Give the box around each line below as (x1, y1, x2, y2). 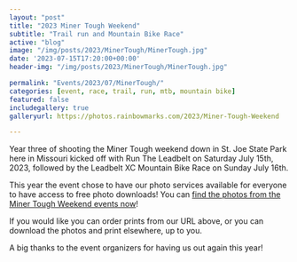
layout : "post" (9, 12, 66, 22)
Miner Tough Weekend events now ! (9, 199, 139, 210)
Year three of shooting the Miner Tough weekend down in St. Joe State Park (9, 144, 287, 155)
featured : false (9, 95, 69, 104)
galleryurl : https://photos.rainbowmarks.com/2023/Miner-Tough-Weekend (9, 112, 279, 121)
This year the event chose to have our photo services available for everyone (9, 179, 287, 191)
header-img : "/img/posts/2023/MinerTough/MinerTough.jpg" (9, 63, 228, 72)
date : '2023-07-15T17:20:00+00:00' (9, 54, 141, 63)
